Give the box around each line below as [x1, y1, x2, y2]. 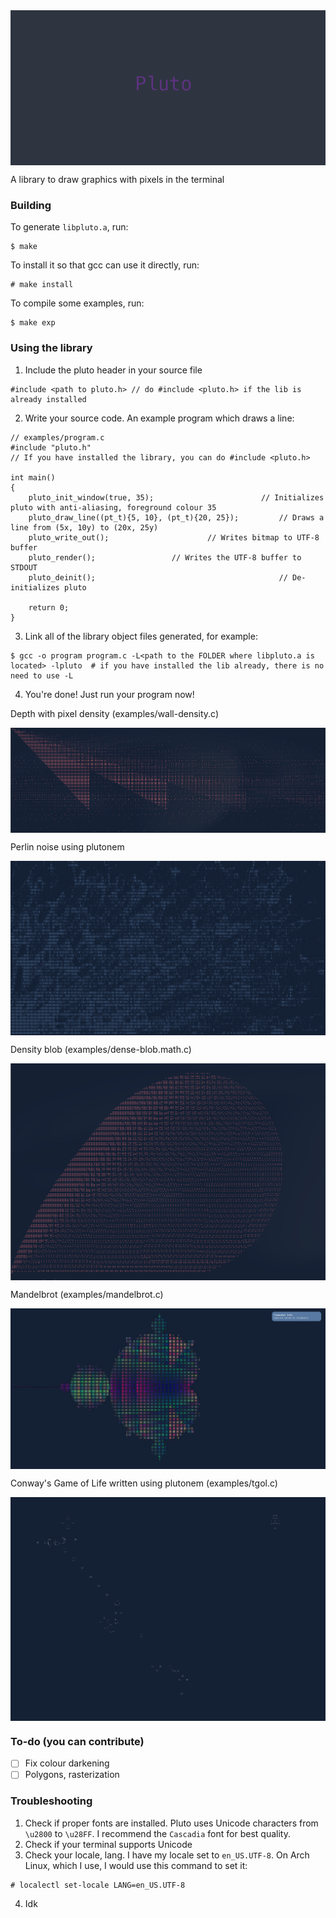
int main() [10, 472, 56, 483]
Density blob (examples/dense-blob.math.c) [10, 1044, 192, 1056]
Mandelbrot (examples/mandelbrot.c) [10, 1288, 164, 1300]
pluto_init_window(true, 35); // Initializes [28, 492, 325, 503]
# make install [10, 280, 74, 290]
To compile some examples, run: [10, 297, 145, 309]
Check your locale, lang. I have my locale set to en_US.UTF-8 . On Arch [24, 1849, 310, 1861]
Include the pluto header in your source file [24, 364, 203, 376]
